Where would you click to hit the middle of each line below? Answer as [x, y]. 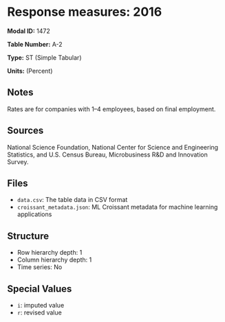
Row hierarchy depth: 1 [50, 253]
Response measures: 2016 [85, 12]
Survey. [18, 161]
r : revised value [39, 312]
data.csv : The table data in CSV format [72, 200]
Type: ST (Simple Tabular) [44, 57]
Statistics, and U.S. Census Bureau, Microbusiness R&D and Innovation [107, 154]
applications [34, 214]
